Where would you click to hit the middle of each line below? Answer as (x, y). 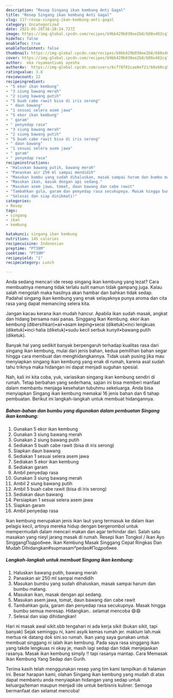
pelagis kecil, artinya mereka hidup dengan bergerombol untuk (72, 526)
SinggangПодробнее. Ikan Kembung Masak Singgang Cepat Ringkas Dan (84, 542)
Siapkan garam (29, 506)
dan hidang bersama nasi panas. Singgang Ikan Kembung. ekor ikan (78, 319)
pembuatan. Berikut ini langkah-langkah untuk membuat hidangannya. (80, 399)
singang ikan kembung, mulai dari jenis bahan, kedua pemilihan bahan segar (86, 351)
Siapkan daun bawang (37, 451)
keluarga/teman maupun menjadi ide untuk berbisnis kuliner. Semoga (79, 685)
